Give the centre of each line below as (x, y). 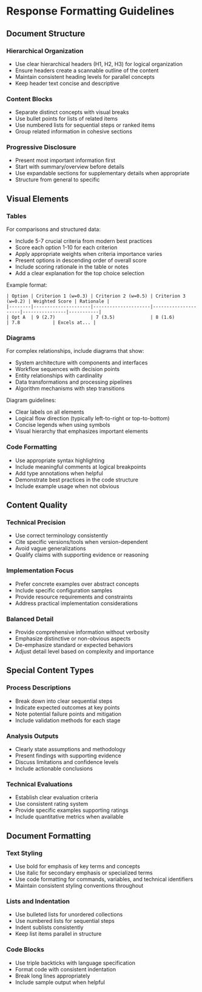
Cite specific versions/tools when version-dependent (82, 542)
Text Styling (24, 853)
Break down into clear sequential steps (64, 701)
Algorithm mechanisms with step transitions (70, 389)
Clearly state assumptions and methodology (70, 749)
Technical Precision (36, 523)
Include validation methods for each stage (68, 720)
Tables (16, 216)
